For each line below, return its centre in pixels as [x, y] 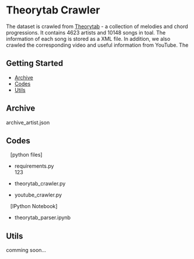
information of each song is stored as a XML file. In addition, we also [88, 39]
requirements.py [34, 166]
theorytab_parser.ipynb [43, 217]
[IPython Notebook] [34, 206]
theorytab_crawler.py [40, 184]
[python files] [26, 155]
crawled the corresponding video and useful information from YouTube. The [97, 45]
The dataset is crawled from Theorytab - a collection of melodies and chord [97, 26]
